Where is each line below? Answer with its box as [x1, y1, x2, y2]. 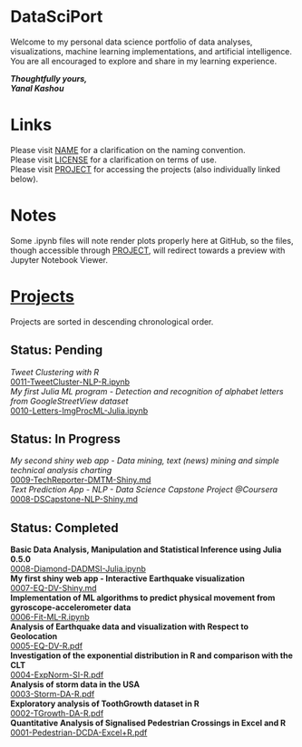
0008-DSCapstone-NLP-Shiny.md [10, 494, 139, 505]
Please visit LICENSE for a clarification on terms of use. [10, 154, 217, 165]
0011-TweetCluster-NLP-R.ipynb [10, 376, 131, 387]
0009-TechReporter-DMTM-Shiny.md [10, 474, 151, 486]
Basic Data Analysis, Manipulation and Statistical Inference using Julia [10, 544, 282, 555]
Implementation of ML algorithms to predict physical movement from [10, 592, 276, 604]
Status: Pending [10, 343, 103, 358]
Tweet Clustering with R [10, 366, 100, 377]
